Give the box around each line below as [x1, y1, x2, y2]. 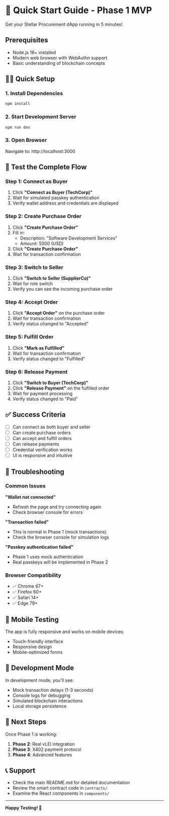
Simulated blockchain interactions [12, 697, 83, 704]
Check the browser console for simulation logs [12, 534, 110, 540]
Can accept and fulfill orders [12, 435, 72, 441]
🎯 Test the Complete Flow [5, 163, 87, 171]
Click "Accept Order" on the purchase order [12, 310, 105, 316]
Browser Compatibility [5, 571, 61, 579]
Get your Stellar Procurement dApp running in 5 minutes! [5, 21, 123, 27]
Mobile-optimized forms [12, 649, 63, 655]
